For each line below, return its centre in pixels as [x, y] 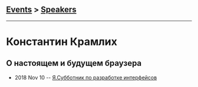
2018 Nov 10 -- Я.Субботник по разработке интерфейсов [86, 77]
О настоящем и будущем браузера [74, 63]
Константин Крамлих [62, 42]
